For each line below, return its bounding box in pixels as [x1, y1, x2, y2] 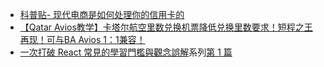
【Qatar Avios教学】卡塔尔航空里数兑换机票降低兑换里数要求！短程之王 [19, 21, 313, 33]
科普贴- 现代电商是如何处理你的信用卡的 [19, 9, 185, 20]
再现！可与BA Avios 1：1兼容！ [19, 34, 146, 45]
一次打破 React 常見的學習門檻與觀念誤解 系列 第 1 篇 [19, 46, 233, 58]
